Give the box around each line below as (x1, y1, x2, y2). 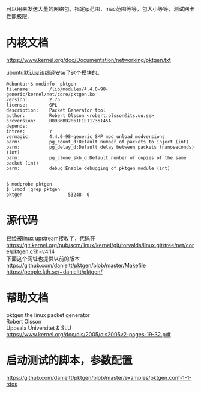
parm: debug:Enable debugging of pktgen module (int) (6, 165, 170, 171)
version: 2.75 (6, 96, 61, 102)
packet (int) (6, 160, 39, 166)
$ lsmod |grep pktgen (6, 186, 61, 192)
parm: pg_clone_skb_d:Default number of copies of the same (6, 154, 187, 161)
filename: (6, 86, 31, 92)
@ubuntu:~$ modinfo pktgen (6, 81, 77, 87)
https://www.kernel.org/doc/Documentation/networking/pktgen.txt (6, 56, 171, 63)
